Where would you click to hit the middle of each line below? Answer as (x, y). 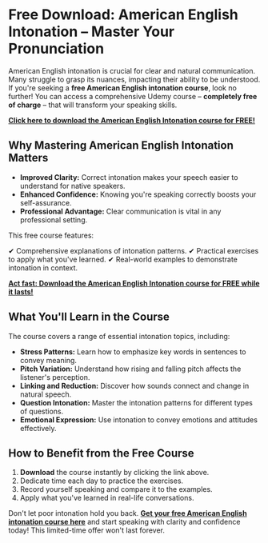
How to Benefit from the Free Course (101, 453)
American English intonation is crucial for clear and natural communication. (132, 70)
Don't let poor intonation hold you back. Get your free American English (128, 513)
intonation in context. (43, 268)
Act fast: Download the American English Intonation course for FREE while (134, 283)
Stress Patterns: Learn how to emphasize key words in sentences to (133, 351)
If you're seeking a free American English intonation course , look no (123, 88)
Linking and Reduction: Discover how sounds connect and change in (134, 385)
